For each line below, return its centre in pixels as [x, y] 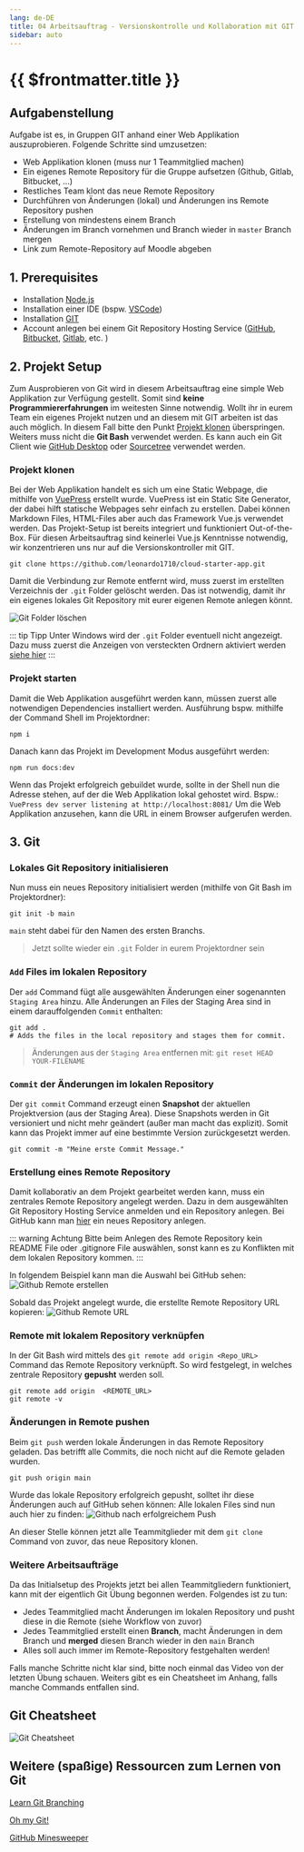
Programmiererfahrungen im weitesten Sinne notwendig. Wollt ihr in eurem [151, 408]
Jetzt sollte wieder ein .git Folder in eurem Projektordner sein [148, 948]
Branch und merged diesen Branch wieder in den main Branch [138, 1641]
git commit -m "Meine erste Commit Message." [97, 1149]
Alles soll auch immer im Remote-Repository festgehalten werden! [146, 1650]
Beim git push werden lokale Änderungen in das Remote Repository [137, 1441]
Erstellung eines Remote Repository [90, 1172]
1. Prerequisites [54, 277]
